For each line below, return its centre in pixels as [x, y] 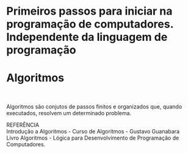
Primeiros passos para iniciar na [89, 11]
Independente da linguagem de [87, 37]
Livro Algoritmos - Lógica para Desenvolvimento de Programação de [93, 138]
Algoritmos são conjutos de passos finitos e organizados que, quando [94, 107]
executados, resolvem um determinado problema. [69, 113]
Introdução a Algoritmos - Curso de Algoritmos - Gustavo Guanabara [93, 132]
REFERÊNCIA [23, 125]
